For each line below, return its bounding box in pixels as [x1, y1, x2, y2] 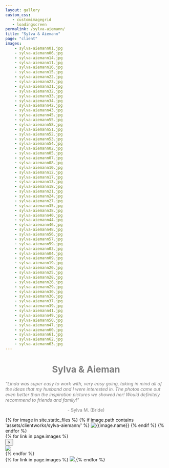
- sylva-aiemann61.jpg [14, 332, 63, 337]
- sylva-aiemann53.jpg [14, 136, 63, 142]
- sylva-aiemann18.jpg [14, 184, 63, 189]
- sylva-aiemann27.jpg [14, 198, 63, 203]
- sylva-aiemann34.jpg [14, 98, 63, 103]
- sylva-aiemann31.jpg [14, 84, 63, 89]
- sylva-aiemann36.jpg [14, 294, 63, 299]
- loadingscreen [12, 22, 47, 27]
